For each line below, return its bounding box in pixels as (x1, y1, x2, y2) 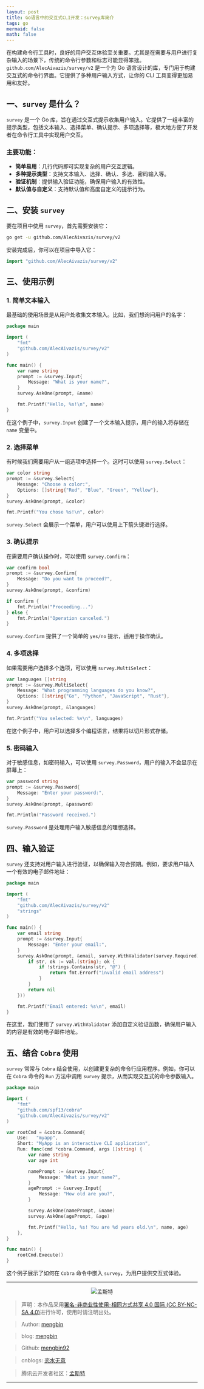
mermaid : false (6, 25, 45, 32)
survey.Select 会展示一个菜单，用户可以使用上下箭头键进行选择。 (6, 521, 171, 528)
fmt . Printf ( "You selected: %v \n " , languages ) (6, 715, 123, 721)
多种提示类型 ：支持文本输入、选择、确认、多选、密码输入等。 (15, 171, 170, 178)
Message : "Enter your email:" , (28, 942, 107, 948)
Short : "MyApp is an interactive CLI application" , (17, 1141, 151, 1147)
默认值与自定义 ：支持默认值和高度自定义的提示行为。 (15, 186, 149, 193)
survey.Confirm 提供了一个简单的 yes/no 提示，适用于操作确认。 (6, 633, 166, 640)
